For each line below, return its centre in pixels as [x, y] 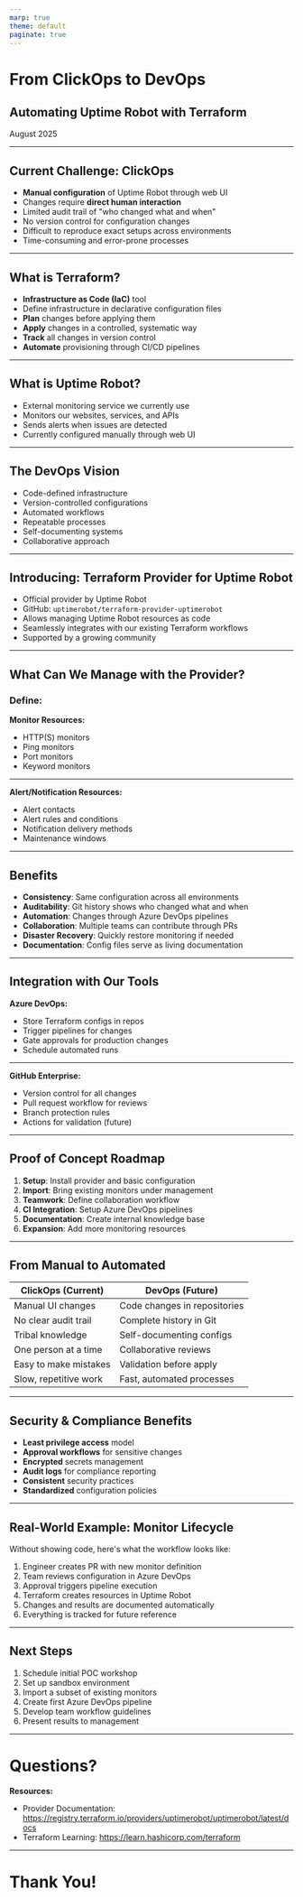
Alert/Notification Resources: [66, 792]
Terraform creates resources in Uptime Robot [106, 1595]
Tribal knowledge [50, 1335]
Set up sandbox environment [76, 1682]
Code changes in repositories [182, 1306]
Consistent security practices [78, 1481]
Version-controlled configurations [85, 503]
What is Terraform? [65, 278]
